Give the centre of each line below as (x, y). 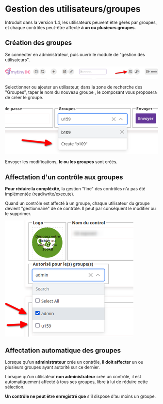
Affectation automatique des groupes (63, 350)
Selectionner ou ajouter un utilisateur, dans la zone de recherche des (74, 87)
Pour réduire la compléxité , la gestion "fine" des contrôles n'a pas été (75, 189)
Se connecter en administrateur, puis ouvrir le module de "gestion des (75, 54)
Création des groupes (39, 43)
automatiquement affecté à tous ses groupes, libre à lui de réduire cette (76, 382)
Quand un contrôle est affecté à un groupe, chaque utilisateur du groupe (77, 203)
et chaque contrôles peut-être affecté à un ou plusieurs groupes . (71, 27)
